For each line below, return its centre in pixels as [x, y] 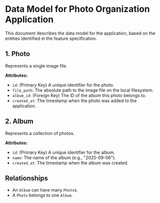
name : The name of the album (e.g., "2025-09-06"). [64, 157]
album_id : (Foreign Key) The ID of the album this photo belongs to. [79, 95]
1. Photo [18, 54]
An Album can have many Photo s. [45, 190]
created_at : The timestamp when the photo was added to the [74, 101]
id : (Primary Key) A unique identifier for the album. [64, 152]
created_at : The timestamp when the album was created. [70, 163]
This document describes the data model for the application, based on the [80, 33]
